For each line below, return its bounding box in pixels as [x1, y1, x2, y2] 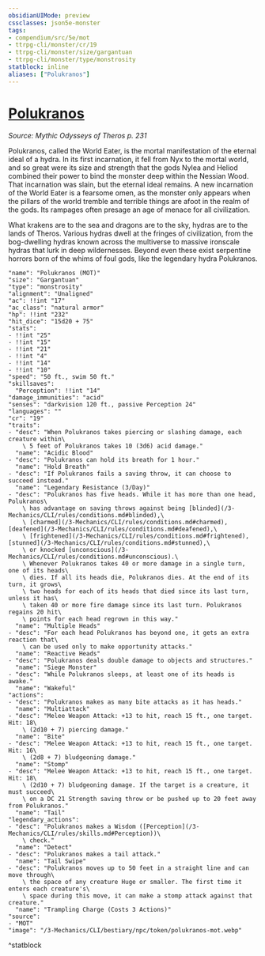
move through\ [8, 871, 55, 879]
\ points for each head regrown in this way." [22, 614, 179, 623]
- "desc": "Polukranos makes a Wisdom [8, 822, 136, 830]
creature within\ [8, 435, 66, 443]
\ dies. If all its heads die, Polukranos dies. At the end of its [22, 573, 249, 581]
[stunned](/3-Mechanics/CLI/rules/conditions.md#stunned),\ [8, 538, 211, 546]
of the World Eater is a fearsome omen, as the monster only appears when [8, 187, 251, 198]
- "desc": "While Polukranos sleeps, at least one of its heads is [8, 670, 236, 678]
